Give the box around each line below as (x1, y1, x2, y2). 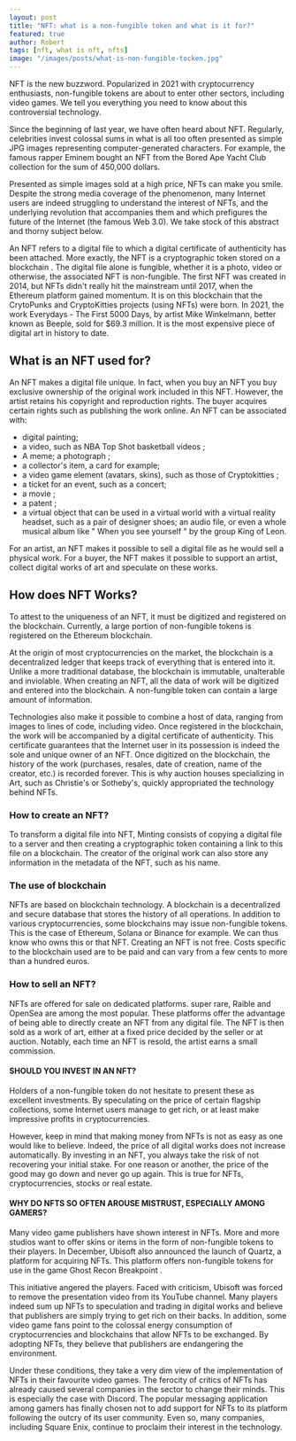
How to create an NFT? (9, 808, 109, 821)
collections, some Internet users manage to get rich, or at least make (9, 1104, 260, 1115)
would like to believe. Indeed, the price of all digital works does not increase (9, 1140, 285, 1150)
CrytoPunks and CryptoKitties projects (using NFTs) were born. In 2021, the (9, 300, 285, 310)
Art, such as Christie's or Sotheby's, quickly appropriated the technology (9, 777, 275, 788)
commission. (9, 1045, 56, 1055)
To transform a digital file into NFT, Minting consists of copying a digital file (9, 829, 283, 839)
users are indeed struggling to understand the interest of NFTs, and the (9, 198, 269, 208)
